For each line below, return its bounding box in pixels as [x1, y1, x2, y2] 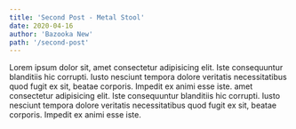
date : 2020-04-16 [9, 21, 74, 30]
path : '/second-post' [9, 37, 90, 47]
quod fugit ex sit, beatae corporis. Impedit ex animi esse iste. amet [9, 81, 253, 92]
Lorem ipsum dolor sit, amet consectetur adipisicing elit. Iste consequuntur [9, 62, 284, 73]
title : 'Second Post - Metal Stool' [9, 12, 145, 22]
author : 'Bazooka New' [9, 29, 93, 38]
